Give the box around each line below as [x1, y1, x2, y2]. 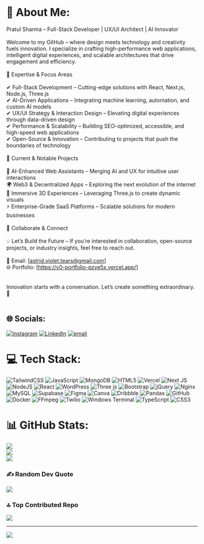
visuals [6, 195, 24, 203]
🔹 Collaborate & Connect [6, 224, 68, 231]
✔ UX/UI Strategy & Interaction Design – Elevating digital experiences [6, 109, 180, 117]
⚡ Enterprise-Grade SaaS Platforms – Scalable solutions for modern [6, 203, 175, 210]
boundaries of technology [6, 141, 71, 149]
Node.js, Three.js [6, 90, 49, 97]
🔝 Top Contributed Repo [6, 500, 79, 509]
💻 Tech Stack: [6, 352, 81, 366]
